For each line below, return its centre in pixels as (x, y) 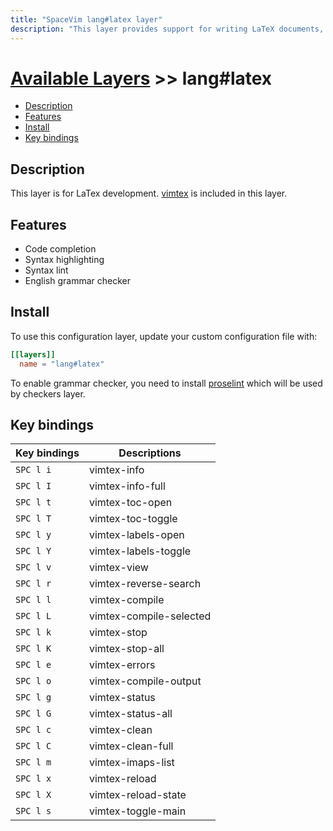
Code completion (60, 249)
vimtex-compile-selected (150, 616)
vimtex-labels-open (136, 535)
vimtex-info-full (127, 486)
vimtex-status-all (130, 714)
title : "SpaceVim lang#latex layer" (86, 19)
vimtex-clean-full (131, 746)
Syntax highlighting (64, 260)
